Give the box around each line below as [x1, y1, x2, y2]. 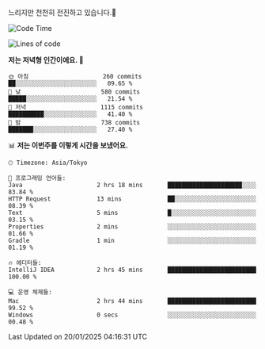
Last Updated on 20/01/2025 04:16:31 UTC [8, 332, 148, 341]
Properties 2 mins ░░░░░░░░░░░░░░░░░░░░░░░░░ [8, 223, 257, 231]
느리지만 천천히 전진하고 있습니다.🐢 [8, 8, 117, 17]
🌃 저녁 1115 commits [8, 103, 144, 111]
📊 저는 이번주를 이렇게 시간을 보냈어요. [8, 140, 129, 150]
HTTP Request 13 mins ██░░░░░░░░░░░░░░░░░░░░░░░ [8, 195, 257, 203]
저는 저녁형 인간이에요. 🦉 [8, 56, 85, 64]
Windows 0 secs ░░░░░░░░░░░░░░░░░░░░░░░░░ [8, 311, 257, 319]
